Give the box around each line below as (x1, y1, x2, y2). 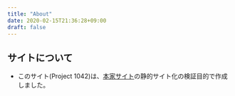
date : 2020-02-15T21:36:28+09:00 (7, 17, 107, 24)
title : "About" (7, 10, 53, 18)
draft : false (7, 23, 46, 31)
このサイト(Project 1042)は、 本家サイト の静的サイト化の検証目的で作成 (17, 72, 228, 80)
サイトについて (7, 51, 73, 64)
